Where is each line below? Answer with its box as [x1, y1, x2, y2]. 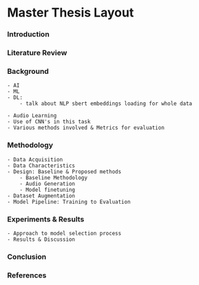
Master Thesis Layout [7, 5, 134, 21]
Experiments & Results [7, 214, 85, 224]
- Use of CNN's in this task [7, 119, 91, 126]
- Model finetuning [19, 186, 76, 193]
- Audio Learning [7, 112, 57, 119]
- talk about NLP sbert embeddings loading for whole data [19, 100, 193, 108]
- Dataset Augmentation [7, 192, 76, 199]
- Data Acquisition [7, 156, 63, 163]
